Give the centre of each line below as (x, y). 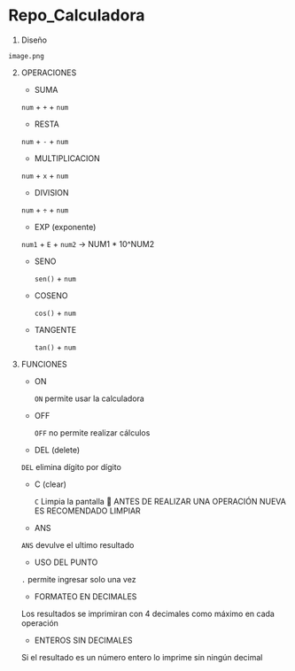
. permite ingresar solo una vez (78, 579)
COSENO (51, 295)
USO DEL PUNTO (66, 562)
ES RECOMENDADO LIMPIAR (87, 511)
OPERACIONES (49, 73)
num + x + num (45, 175)
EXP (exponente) (65, 227)
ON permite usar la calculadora (89, 398)
